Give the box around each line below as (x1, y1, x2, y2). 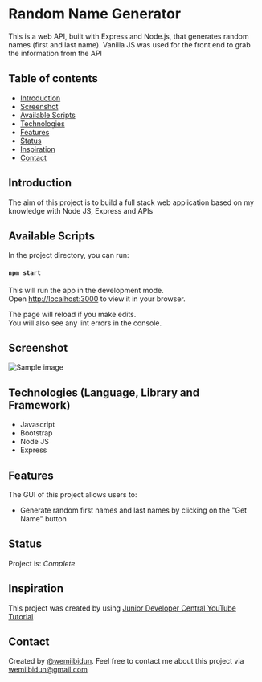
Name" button (19, 514, 67, 524)
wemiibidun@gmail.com (8, 664, 88, 675)
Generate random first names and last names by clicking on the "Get (19, 505, 248, 515)
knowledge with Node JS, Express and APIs (8, 206, 154, 215)
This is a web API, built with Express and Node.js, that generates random (8, 31, 249, 41)
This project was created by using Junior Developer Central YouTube (8, 603, 237, 613)
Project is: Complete (8, 558, 76, 568)
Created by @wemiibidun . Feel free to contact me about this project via (8, 656, 244, 666)
